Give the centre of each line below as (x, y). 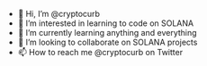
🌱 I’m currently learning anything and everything (107, 33)
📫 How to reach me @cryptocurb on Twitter (100, 52)
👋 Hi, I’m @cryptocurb (59, 14)
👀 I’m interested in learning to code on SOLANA (106, 23)
